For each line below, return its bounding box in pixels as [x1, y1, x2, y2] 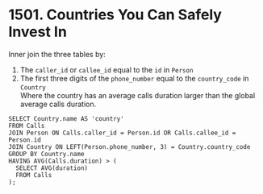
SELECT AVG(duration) [15, 163, 89, 172]
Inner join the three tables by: [8, 49, 106, 59]
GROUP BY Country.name [8, 150, 85, 158]
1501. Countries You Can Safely [8, 6, 222, 24]
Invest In [8, 23, 67, 41]
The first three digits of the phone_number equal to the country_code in [19, 73, 249, 83]
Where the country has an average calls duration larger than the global [19, 90, 256, 100]
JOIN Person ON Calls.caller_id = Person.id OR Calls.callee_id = [8, 129, 236, 137]
